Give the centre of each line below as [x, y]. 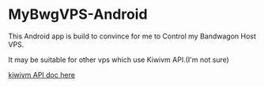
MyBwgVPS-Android [78, 14]
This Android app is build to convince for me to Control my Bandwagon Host [132, 36]
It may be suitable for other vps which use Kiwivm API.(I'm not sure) [119, 60]
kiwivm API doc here [41, 74]
